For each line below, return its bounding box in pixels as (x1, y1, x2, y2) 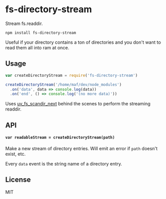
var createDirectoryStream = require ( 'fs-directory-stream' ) (5, 73, 138, 78)
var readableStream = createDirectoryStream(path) (5, 135, 115, 140)
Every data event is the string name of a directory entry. (5, 160, 122, 166)
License (5, 176, 31, 184)
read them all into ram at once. (5, 44, 70, 50)
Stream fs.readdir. (5, 20, 43, 26)
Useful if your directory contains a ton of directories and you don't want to (5, 39, 161, 45)
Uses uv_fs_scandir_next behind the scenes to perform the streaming (5, 101, 151, 107)
